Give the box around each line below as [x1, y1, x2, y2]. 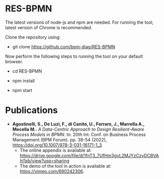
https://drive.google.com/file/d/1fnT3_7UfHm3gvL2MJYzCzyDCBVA [19, 152, 160, 158]
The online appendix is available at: [19, 147, 92, 153]
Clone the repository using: [5, 34, 61, 40]
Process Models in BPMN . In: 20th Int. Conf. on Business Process [12, 132, 146, 137]
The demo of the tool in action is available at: [19, 163, 111, 169]
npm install [12, 78, 35, 84]
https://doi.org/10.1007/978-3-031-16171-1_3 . [12, 142, 103, 148]
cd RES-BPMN [12, 68, 42, 74]
